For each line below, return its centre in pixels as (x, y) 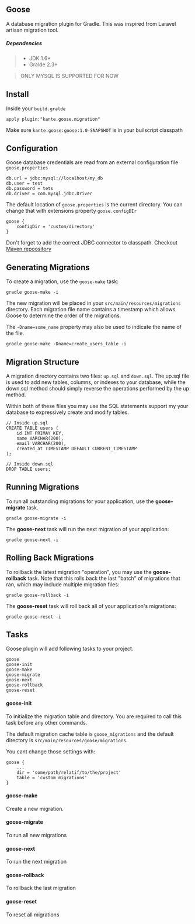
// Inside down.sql (30, 464)
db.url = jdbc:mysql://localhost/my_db (55, 178)
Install (18, 94)
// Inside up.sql (27, 423)
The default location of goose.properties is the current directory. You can (94, 205)
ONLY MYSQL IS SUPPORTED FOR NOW (69, 76)
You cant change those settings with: (51, 751)
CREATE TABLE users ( (32, 428)
